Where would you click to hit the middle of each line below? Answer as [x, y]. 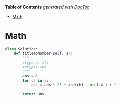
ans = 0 [30, 76]
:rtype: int [35, 67]
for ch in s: [36, 81]
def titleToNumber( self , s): [43, 53]
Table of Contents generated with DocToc [47, 7]
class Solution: [21, 49]
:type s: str [36, 63]
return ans [34, 94]
